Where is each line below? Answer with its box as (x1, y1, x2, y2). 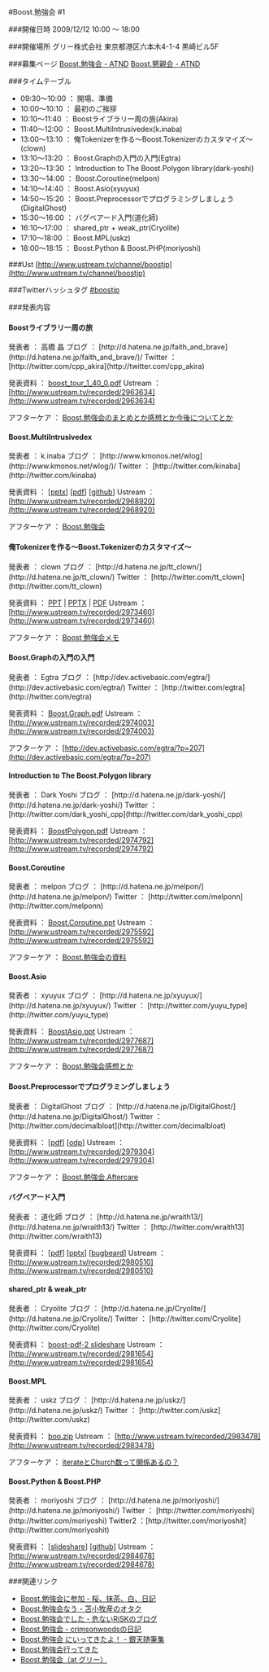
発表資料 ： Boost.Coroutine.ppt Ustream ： (8, 918, 155, 928)
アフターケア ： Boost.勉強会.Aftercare (8, 1172, 139, 1182)
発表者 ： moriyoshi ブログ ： (8, 1495, 107, 1505)
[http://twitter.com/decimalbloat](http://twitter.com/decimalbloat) (8, 1121, 226, 1130)
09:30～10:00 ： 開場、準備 (20, 94, 113, 103)
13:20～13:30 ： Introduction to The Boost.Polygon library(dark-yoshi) (20, 164, 254, 173)
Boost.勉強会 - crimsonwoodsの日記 (20, 1624, 142, 1635)
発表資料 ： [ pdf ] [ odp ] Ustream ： (8, 1137, 124, 1147)
